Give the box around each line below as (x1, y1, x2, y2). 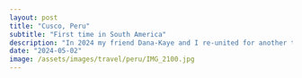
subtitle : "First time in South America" (9, 30, 167, 39)
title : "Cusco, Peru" (9, 22, 91, 30)
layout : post (9, 13, 58, 22)
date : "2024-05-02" (9, 47, 83, 56)
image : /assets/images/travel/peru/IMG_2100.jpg (9, 55, 195, 64)
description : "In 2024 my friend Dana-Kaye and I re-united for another (9, 38, 288, 48)
